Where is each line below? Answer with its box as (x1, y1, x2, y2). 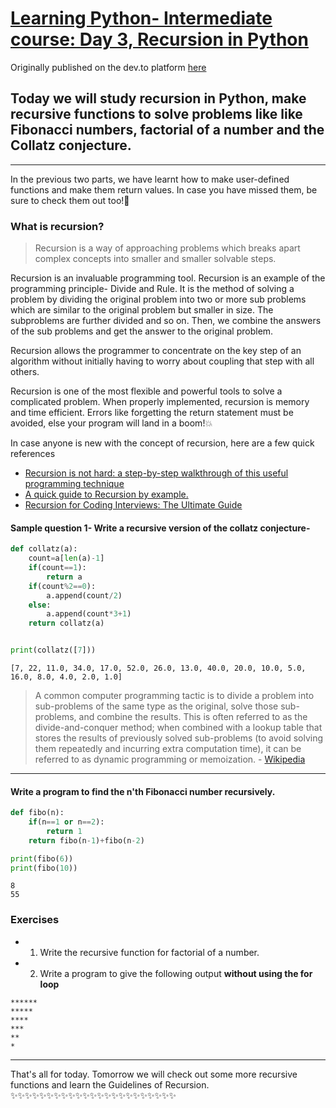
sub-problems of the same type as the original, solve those (34, 700, 279, 712)
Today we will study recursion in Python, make (10, 90, 307, 107)
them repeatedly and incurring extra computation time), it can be (34, 743, 302, 754)
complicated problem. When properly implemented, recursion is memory (10, 396, 310, 408)
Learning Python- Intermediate (10, 7, 273, 30)
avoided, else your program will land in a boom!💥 (10, 417, 213, 429)
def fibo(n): (10, 808, 65, 818)
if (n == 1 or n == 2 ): (28, 817, 105, 827)
